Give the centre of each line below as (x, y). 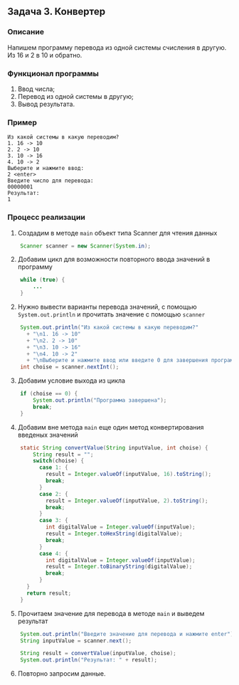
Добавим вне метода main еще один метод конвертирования (111, 427)
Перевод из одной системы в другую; (75, 96)
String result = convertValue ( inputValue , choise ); (98, 654)
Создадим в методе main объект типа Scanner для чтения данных (117, 233)
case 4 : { (54, 553)
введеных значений (48, 435)
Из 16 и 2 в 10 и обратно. (45, 55)
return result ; (49, 593)
